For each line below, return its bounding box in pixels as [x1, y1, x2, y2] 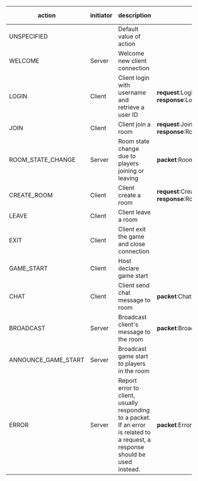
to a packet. [118, 414, 151, 421]
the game [118, 233, 144, 240]
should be [118, 450, 146, 459]
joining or [118, 167, 144, 175]
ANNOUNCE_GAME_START [9, 356, 85, 364]
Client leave [118, 208, 151, 216]
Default [118, 25, 138, 33]
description [118, 11, 151, 19]
